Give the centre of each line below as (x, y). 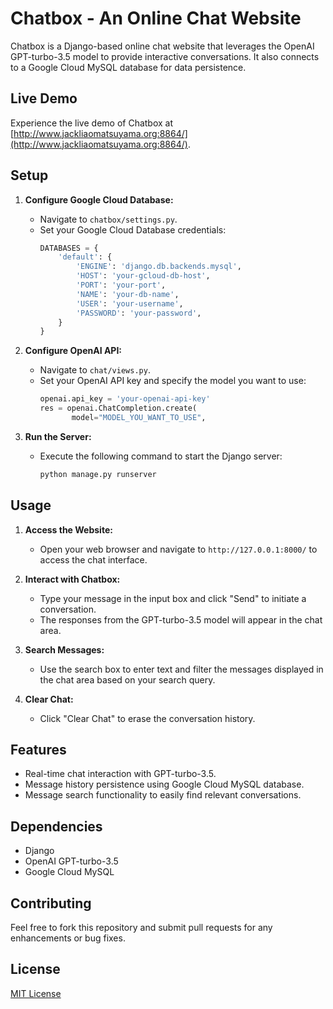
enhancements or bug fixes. (68, 938)
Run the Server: (58, 436)
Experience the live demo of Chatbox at (92, 123)
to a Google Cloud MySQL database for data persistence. (128, 67)
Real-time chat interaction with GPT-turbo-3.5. (120, 774)
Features (38, 750)
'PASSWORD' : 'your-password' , (138, 313)
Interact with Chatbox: (72, 579)
